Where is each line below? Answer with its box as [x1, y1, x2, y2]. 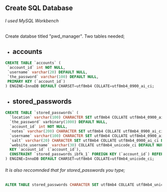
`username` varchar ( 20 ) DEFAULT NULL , [7, 70, 88, 75]
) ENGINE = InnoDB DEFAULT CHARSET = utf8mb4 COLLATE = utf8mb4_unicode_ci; [5, 156, 155, 161]
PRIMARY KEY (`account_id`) [7, 79, 66, 84]
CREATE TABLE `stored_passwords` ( [5, 110, 79, 115]
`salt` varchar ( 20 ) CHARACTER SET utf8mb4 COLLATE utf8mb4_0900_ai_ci [9, 138, 159, 143]
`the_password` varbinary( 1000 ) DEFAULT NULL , [9, 120, 108, 125]
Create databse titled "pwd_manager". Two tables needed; [5, 33, 125, 39]
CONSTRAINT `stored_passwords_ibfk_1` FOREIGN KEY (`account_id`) [9, 152, 150, 157]
